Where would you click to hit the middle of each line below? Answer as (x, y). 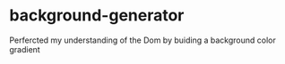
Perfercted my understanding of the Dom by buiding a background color (142, 40)
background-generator (97, 16)
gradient (25, 49)
